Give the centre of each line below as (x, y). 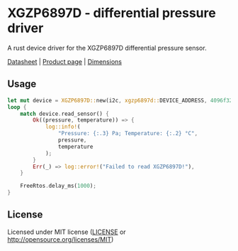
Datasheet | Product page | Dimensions (65, 61)
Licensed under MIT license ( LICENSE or (67, 232)
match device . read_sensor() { (65, 114)
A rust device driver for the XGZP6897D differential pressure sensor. (107, 48)
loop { (17, 107)
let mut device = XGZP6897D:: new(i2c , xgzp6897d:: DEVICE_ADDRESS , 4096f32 (120, 100)
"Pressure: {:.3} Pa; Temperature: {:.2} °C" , (128, 134)
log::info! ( (63, 127)
